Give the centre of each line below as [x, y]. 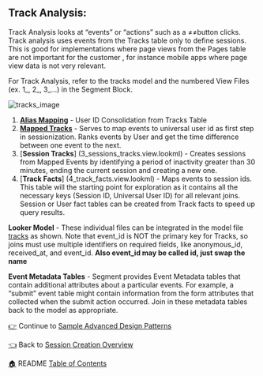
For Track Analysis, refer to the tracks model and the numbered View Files [129, 81]
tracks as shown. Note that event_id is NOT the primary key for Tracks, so [128, 235]
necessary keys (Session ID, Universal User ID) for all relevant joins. [130, 195]
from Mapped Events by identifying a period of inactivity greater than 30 [137, 162]
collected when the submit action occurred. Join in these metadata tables [128, 301]
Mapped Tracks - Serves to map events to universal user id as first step [137, 128]
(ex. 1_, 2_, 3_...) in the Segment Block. [70, 89]
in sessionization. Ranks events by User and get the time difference [129, 137]
